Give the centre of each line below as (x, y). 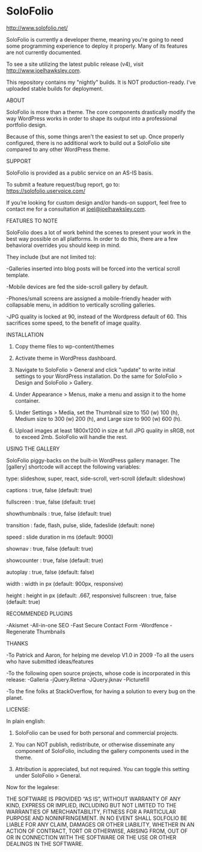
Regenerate (20, 632)
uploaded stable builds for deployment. (55, 88)
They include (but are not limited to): (51, 257)
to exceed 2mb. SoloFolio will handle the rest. (71, 437)
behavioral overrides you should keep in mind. (63, 245)
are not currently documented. (44, 52)
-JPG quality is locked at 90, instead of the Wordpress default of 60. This (97, 316)
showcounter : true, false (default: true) (55, 560)
